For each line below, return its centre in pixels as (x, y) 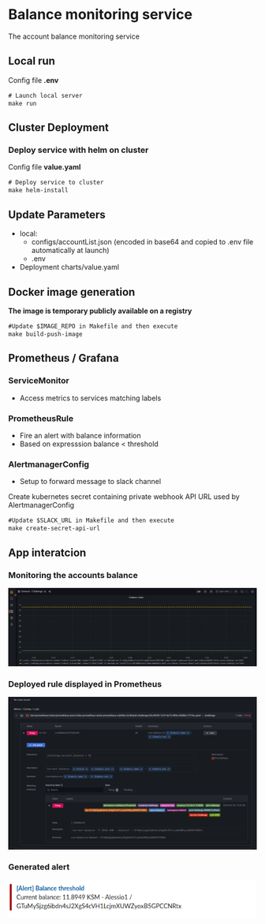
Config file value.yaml (45, 167)
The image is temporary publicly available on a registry (100, 311)
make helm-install (38, 191)
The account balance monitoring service (74, 36)
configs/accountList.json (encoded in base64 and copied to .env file (142, 242)
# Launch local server (45, 95)
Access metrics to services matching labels (90, 398)
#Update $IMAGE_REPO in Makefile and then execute (93, 326)
